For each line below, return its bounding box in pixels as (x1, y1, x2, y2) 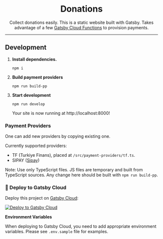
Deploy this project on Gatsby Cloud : (5, 195, 79, 201)
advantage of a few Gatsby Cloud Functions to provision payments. (14, 24, 149, 30)
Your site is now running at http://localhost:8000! (12, 110, 110, 116)
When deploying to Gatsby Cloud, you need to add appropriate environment (5, 223, 157, 229)
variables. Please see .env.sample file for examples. (5, 229, 108, 235)
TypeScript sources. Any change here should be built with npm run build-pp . (5, 172, 158, 178)
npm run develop (12, 101, 45, 107)
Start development (12, 92, 51, 98)
